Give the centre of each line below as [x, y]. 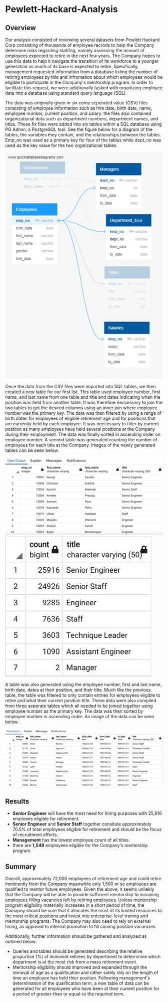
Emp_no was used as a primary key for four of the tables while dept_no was [83, 140]
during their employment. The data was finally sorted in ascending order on [83, 434]
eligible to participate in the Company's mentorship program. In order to [79, 82]
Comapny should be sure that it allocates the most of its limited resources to [84, 911]
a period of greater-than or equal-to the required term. [68, 994]
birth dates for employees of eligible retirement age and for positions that [80, 418]
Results [17, 802]
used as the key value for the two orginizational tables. [61, 145]
